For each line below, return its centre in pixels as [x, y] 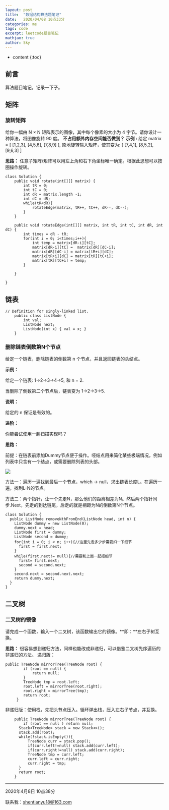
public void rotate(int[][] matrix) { [55, 181]
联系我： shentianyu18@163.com [38, 802]
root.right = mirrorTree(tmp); [56, 691]
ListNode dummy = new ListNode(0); [52, 524]
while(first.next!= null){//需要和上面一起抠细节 [63, 556]
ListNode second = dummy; [41, 537]
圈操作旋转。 [18, 167]
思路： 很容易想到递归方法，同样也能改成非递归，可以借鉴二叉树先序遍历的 [83, 649]
